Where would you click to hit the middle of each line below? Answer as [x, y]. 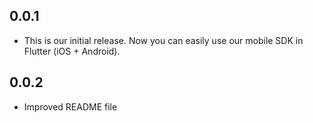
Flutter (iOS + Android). [72, 51]
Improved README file [70, 106]
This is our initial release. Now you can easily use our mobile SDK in [163, 40]
